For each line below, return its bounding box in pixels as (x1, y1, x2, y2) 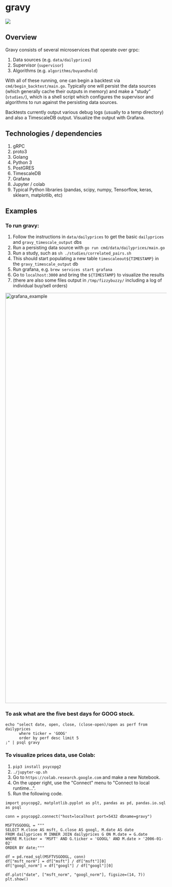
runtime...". (12, 785, 36, 791)
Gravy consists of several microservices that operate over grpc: (5, 47, 140, 53)
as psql (5, 805, 22, 810)
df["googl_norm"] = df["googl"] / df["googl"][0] (5, 863, 114, 868)
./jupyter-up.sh (12, 770, 48, 775)
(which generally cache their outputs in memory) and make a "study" (5, 88, 151, 94)
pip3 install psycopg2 (12, 764, 61, 769)
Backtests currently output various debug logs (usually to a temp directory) (5, 109, 164, 115)
